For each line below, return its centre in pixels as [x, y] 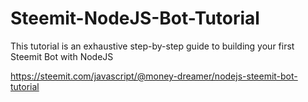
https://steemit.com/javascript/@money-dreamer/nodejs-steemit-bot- [154, 76]
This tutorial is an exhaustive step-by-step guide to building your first [152, 46]
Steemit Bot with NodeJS [62, 56]
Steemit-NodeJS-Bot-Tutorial [135, 18]
